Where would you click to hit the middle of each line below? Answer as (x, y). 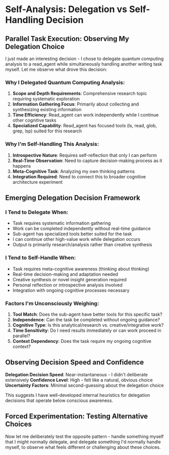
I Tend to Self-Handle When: (41, 258)
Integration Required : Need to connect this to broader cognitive (79, 176)
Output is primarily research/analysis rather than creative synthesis (82, 245)
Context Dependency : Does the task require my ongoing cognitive (82, 341)
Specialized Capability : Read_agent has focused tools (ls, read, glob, (85, 126)
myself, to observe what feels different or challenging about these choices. (83, 447)
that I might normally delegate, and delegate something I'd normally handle (83, 442)
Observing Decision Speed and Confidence (75, 362)
